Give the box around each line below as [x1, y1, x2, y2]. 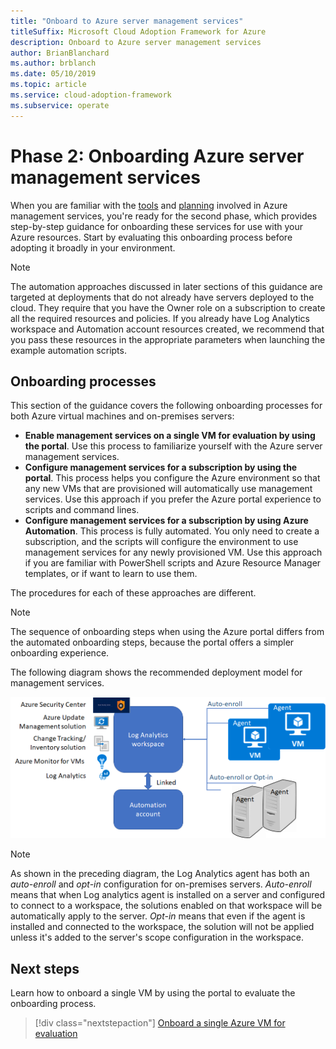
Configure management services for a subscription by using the [24, 461, 298, 474]
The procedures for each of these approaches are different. [10, 587, 257, 599]
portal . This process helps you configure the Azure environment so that [24, 472, 321, 484]
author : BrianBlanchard [10, 48, 110, 58]
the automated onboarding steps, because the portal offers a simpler [10, 636, 295, 649]
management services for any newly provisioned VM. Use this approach [24, 546, 323, 559]
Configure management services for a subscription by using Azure [24, 515, 309, 527]
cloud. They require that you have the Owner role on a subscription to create [10, 301, 326, 314]
